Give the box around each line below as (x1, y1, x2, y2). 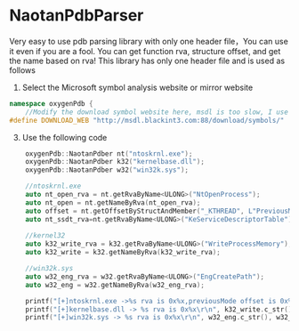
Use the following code (21, 132, 108, 142)
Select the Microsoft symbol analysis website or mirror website (21, 82, 254, 93)
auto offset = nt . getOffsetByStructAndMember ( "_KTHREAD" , (25, 206, 245, 215)
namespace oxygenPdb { (9, 99, 93, 108)
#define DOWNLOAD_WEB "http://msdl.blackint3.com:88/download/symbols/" (9, 116, 285, 125)
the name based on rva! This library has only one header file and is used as (9, 55, 286, 66)
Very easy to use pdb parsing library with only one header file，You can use (9, 36, 289, 46)
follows (9, 64, 36, 76)
